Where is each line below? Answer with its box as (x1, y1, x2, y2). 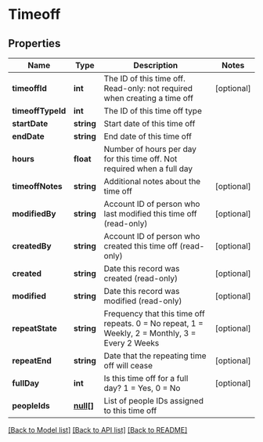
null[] (73, 400, 94, 411)
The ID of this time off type (103, 106, 202, 116)
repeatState (12, 323, 57, 334)
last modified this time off (103, 208, 197, 219)
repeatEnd (12, 355, 52, 366)
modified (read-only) (103, 295, 182, 306)
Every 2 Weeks (103, 338, 160, 348)
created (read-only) (103, 273, 178, 284)
